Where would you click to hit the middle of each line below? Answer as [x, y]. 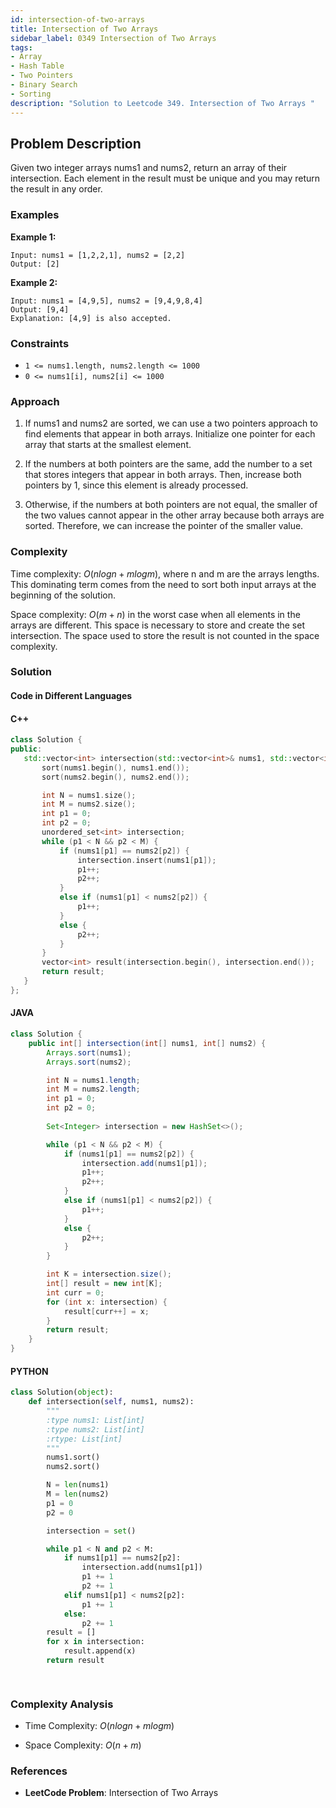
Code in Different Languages [71, 696]
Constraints [40, 343]
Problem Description [76, 143]
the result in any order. [56, 189]
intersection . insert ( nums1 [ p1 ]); [147, 860]
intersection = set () [91, 1531]
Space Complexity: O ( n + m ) [83, 1745]
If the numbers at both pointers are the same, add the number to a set [168, 464]
